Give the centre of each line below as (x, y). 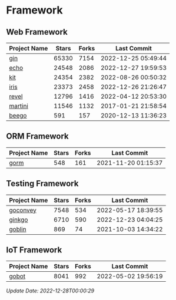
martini (19, 106)
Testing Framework (42, 183)
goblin (18, 229)
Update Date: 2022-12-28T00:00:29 (50, 291)
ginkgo (19, 220)
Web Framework (37, 32)
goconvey (23, 210)
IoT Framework (34, 250)
